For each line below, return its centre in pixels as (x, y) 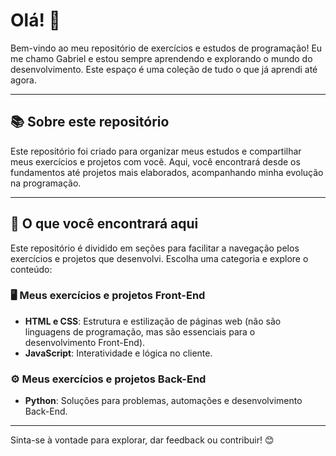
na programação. (46, 183)
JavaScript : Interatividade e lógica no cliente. (118, 353)
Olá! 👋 (35, 20)
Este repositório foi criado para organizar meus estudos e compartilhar (156, 151)
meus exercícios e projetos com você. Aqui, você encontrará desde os (155, 161)
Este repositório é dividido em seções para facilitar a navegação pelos (155, 248)
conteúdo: (31, 269)
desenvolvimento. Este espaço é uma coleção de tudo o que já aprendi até (164, 69)
